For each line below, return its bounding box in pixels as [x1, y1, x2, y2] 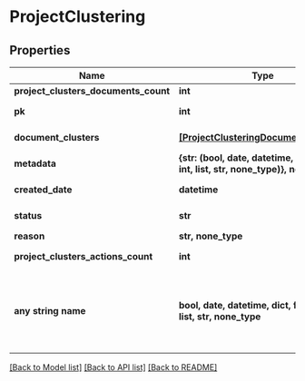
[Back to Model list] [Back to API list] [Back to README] [9, 362, 218, 373]
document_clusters [14, 132, 100, 143]
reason [14, 230, 45, 242]
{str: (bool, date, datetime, [178, 151, 293, 164]
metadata [14, 157, 56, 170]
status [14, 210, 43, 221]
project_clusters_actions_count [14, 250, 153, 262]
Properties [9, 43, 71, 58]
